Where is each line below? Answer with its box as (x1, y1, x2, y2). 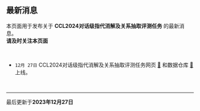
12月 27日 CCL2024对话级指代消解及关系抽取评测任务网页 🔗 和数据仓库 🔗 (14, 61, 193, 68)
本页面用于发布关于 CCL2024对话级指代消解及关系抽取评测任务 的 (6, 22, 169, 29)
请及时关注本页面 (6, 37, 48, 44)
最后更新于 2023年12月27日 (6, 98, 73, 105)
